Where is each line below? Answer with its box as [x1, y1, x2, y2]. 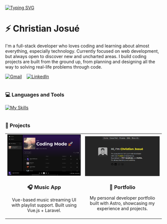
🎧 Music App [27, 184, 61, 191]
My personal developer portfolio [89, 195, 156, 201]
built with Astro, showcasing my [89, 200, 155, 206]
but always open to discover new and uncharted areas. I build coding [5, 53, 147, 59]
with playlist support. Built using [11, 202, 77, 208]
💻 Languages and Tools [5, 91, 65, 98]
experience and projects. [96, 206, 148, 212]
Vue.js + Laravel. [27, 208, 61, 214]
